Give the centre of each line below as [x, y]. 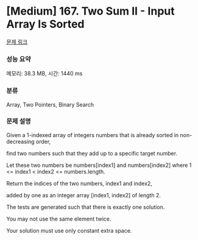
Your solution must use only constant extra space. [69, 230]
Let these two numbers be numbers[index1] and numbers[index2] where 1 [99, 165]
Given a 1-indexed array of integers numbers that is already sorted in [93, 135]
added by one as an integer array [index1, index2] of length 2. [84, 195]
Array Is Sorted [45, 24]
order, [43, 141]
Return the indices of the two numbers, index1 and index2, [79, 183]
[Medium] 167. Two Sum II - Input [90, 11]
